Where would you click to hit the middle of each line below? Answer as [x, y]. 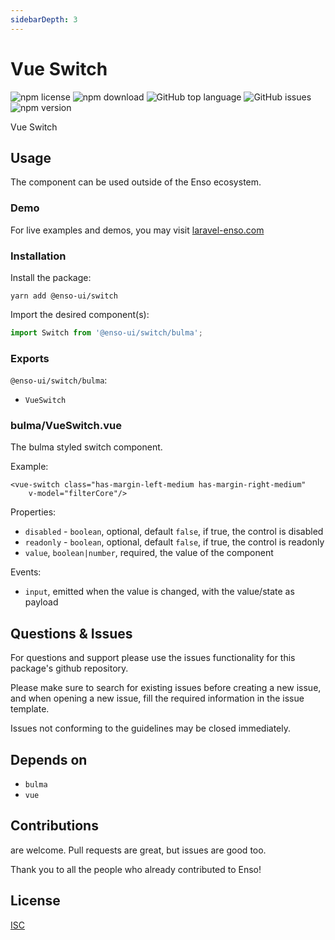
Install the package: [51, 277]
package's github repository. [69, 668]
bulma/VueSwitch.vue [66, 426]
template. [30, 709]
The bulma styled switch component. [86, 447]
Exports [30, 358]
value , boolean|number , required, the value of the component [149, 553]
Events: [26, 572]
